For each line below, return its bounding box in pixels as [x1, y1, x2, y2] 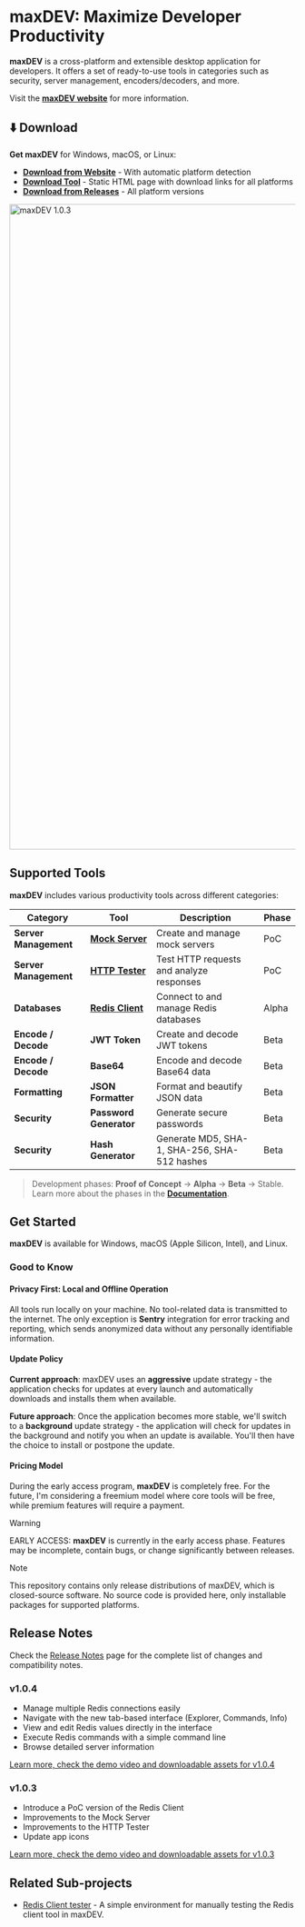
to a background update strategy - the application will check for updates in [9, 1420, 291, 1431]
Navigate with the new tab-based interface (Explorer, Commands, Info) [22, 1712, 288, 1723]
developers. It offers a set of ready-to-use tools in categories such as [9, 65, 270, 76]
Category [26, 911, 69, 924]
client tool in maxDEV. [22, 1909, 104, 1920]
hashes [176, 1154, 208, 1167]
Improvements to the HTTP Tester [22, 1822, 150, 1832]
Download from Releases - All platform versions [22, 185, 204, 196]
